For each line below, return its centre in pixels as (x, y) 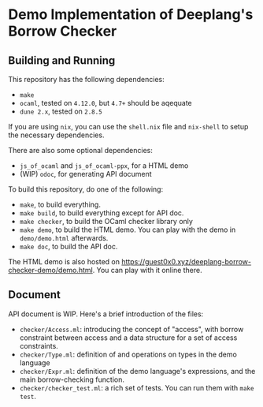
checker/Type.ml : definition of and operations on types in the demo (128, 354)
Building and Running (62, 60)
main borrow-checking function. (72, 379)
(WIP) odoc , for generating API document (85, 174)
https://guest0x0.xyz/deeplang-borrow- (187, 261)
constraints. (39, 345)
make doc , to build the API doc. (69, 246)
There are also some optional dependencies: (81, 150)
